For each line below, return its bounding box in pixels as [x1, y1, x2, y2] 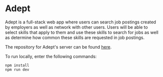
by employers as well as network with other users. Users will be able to [5, 24, 148, 30]
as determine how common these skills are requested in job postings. [5, 35, 145, 40]
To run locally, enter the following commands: [5, 53, 97, 59]
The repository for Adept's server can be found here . [5, 44, 112, 50]
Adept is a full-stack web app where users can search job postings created [5, 19, 156, 25]
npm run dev [5, 67, 29, 72]
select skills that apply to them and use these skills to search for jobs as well [5, 29, 159, 35]
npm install [5, 63, 29, 68]
